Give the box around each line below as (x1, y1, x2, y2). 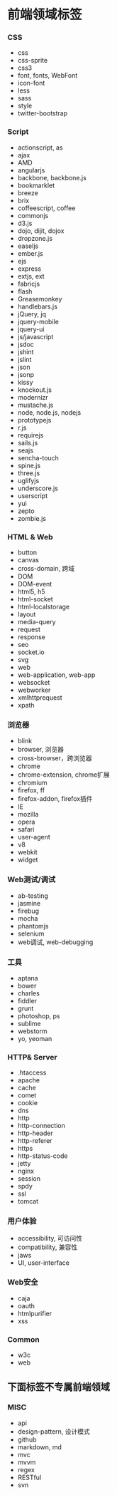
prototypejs (17, 415, 52, 424)
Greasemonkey (17, 294, 62, 303)
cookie (17, 1099, 38, 1107)
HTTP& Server (7, 1052, 58, 1062)
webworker (17, 686, 51, 695)
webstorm (17, 1027, 48, 1035)
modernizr (17, 393, 48, 401)
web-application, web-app (17, 671, 96, 679)
